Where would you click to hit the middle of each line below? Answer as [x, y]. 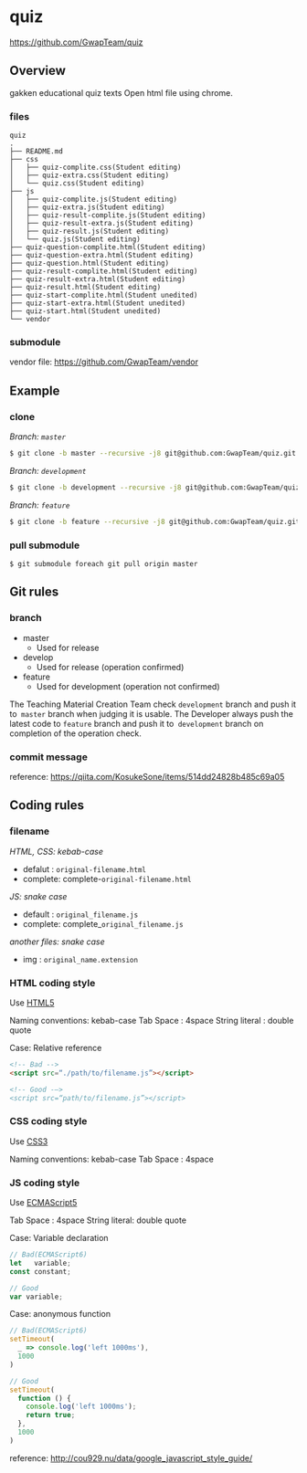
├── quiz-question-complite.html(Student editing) [108, 247]
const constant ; [40, 1271]
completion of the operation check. [75, 733]
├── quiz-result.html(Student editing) [85, 288]
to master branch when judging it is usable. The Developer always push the [152, 713]
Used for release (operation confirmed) [110, 667]
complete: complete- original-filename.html [107, 879]
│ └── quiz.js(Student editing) [75, 239]
